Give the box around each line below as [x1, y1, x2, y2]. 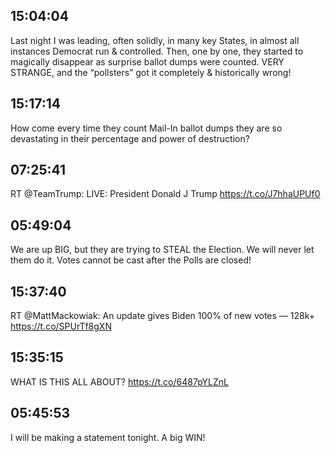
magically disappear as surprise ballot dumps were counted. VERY [10, 55, 285, 68]
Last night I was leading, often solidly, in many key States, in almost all [10, 34, 300, 46]
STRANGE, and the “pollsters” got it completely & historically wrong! [10, 66, 292, 78]
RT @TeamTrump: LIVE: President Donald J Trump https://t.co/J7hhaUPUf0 [10, 188, 321, 200]
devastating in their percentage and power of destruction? [10, 132, 250, 144]
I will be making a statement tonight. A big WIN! [10, 431, 206, 443]
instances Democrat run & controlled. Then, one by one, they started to [10, 45, 304, 57]
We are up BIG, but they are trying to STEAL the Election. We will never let [10, 244, 315, 256]
